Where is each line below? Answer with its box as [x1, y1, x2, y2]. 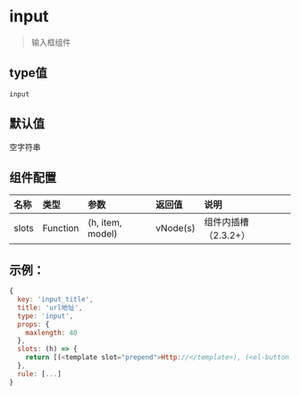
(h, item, [87, 217, 122, 229]
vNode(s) [155, 222, 196, 235]
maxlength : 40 [25, 328, 78, 337]
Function [42, 222, 79, 235]
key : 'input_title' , [17, 295, 94, 304]
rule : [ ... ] [17, 369, 62, 378]
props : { [17, 319, 50, 329]
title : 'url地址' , [17, 303, 83, 312]
